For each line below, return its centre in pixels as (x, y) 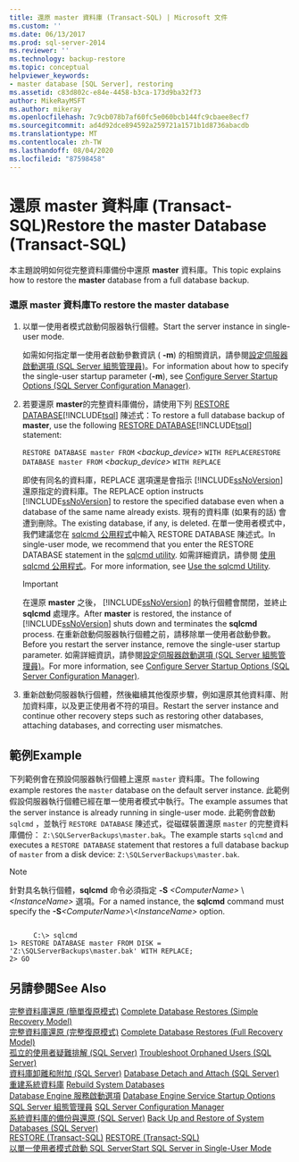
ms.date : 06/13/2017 (48, 34)
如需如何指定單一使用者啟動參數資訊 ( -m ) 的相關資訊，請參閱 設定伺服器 (155, 355)
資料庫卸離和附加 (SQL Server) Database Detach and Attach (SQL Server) (144, 1074)
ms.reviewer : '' (39, 51)
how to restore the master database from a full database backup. (129, 280)
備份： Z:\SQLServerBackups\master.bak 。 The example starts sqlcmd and (150, 834)
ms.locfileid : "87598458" (57, 159)
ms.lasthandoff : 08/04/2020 (62, 150)
